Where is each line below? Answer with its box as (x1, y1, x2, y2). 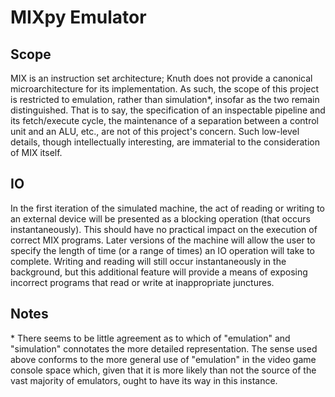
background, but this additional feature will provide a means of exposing (10, 266, 308, 278)
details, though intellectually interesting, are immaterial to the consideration (10, 136, 321, 148)
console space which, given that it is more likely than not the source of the (10, 364, 317, 376)
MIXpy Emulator (10, 6, 147, 29)
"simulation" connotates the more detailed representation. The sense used (10, 342, 318, 355)
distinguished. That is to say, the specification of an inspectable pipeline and (10, 104, 326, 116)
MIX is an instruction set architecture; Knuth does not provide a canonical (10, 72, 313, 84)
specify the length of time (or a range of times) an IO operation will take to (10, 244, 315, 256)
